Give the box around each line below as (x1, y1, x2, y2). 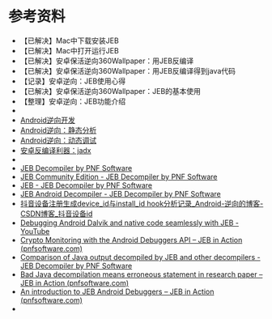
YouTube (19, 226, 50, 236)
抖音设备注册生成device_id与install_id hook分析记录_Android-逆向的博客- (19, 198, 264, 208)
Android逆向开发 (19, 115, 75, 125)
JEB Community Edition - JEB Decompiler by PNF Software (19, 172, 218, 181)
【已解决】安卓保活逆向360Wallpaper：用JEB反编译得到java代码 (19, 66, 236, 75)
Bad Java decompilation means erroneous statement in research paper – (19, 269, 263, 279)
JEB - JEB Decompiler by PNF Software (19, 180, 153, 190)
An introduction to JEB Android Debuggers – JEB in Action (19, 287, 215, 296)
